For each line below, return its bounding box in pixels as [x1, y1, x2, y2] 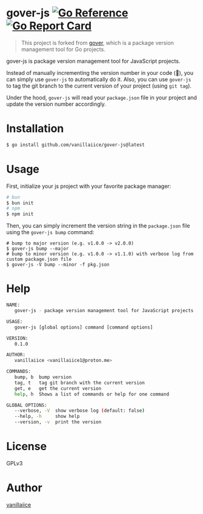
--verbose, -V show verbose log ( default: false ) [14, 408, 145, 414]
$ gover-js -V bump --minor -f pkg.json [6, 262, 110, 268]
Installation [6, 122, 64, 136]
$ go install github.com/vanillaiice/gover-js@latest [6, 142, 145, 148]
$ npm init [6, 211, 34, 217]
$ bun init [6, 200, 34, 206]
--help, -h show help [14, 414, 80, 420]
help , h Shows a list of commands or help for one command [14, 391, 170, 397]
